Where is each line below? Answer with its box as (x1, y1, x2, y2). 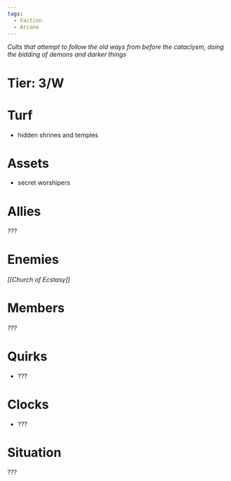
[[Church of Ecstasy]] (7, 276, 70, 284)
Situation (7, 444, 62, 461)
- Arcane (13, 23, 39, 30)
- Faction (13, 17, 42, 24)
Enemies (7, 252, 59, 268)
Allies (7, 203, 42, 219)
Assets (7, 155, 49, 171)
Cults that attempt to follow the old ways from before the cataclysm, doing (7, 43, 224, 51)
